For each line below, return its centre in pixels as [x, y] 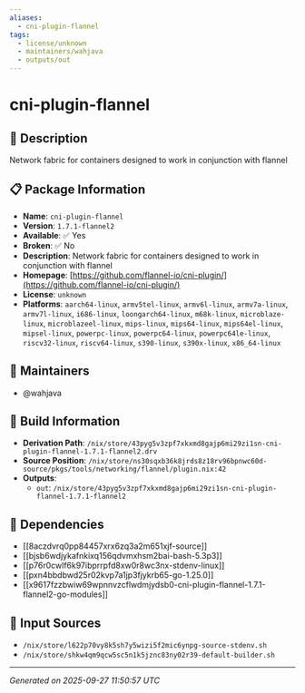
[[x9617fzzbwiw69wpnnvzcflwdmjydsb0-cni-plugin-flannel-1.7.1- [144, 585]
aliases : [26, 18]
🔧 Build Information [65, 421]
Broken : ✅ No [49, 245]
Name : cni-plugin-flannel [73, 216]
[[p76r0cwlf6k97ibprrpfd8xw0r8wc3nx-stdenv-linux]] [123, 566]
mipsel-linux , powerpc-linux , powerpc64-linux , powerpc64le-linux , [146, 333]
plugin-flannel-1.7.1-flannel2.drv [90, 452]
